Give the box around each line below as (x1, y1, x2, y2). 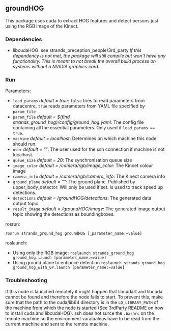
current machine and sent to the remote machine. (5, 321, 109, 327)
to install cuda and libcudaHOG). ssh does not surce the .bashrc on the (5, 310, 154, 316)
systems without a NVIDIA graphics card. (12, 64, 100, 70)
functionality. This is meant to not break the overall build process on (12, 58, 156, 64)
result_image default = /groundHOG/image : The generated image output (12, 206, 165, 212)
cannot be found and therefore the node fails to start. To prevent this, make (5, 294, 163, 300)
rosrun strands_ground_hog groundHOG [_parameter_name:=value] (5, 231, 142, 236)
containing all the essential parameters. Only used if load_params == (12, 125, 155, 131)
